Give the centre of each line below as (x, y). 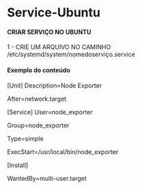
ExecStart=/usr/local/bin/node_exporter (63, 151)
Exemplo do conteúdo (39, 70)
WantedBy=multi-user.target (47, 178)
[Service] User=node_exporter (50, 112)
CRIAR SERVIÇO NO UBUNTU (49, 32)
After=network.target (37, 99)
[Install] (18, 165)
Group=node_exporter (38, 125)
